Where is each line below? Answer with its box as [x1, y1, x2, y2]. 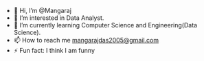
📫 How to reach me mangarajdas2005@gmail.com [13, 36, 159, 44]
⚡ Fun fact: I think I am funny [13, 47, 95, 54]
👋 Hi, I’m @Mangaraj [13, 7, 72, 14]
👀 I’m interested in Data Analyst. [13, 14, 104, 22]
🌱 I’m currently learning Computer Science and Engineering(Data [13, 21, 198, 29]
